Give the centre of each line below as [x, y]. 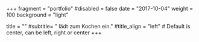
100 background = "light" [37, 15]
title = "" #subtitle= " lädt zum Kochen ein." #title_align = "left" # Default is [98, 26]
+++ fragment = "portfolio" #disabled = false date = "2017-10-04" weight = [100, 9]
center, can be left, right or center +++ [54, 33]
